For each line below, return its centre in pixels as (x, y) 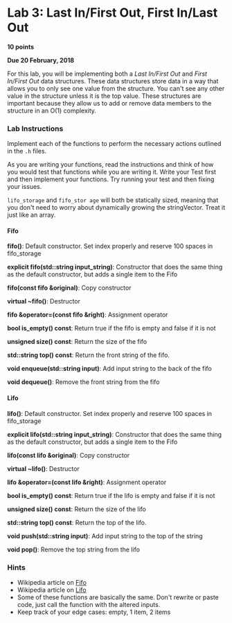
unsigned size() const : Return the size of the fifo (77, 342)
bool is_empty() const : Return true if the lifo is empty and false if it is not (111, 495)
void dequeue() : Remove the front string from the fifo (83, 382)
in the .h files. (27, 151)
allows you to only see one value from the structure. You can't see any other (116, 88)
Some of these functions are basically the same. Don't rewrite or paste (118, 597)
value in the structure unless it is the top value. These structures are (104, 96)
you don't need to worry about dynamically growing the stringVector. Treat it (116, 208)
